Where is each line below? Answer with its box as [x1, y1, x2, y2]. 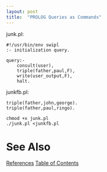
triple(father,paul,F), [17, 67, 76, 74]
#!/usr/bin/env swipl [6, 42, 60, 48]
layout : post [6, 8, 38, 15]
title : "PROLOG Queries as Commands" [6, 14, 102, 20]
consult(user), [17, 63, 54, 69]
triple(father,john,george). [6, 100, 78, 106]
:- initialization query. [6, 47, 70, 53]
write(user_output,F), [17, 73, 73, 79]
